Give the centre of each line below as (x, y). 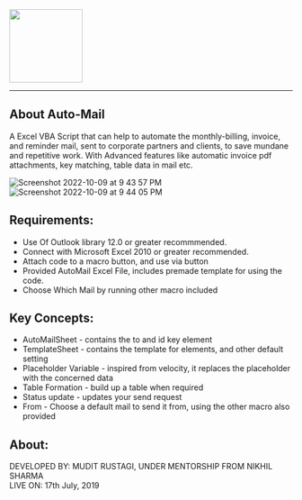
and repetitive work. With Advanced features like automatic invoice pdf (141, 155)
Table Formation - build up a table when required (113, 387)
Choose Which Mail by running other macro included (120, 290)
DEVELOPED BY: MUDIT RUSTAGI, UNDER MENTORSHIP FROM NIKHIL (141, 467)
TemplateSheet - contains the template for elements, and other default (153, 350)
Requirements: (52, 220)
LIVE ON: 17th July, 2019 (55, 486)
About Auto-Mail (57, 115)
